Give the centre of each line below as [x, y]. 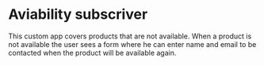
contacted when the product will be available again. [92, 52]
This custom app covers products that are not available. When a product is [130, 36]
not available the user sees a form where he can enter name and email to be [132, 44]
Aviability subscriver [78, 14]
